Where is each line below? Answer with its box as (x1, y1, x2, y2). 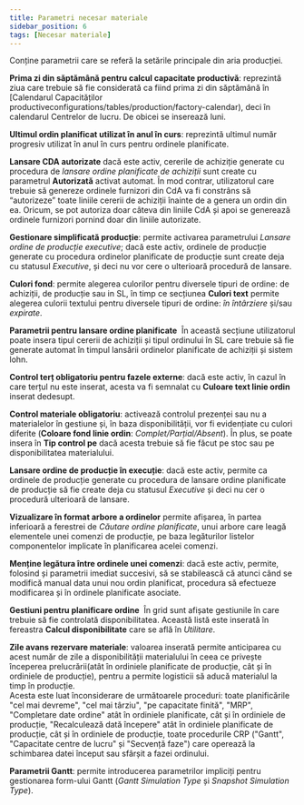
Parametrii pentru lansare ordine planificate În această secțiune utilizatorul (9, 325, 296, 337)
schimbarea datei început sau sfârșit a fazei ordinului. (9, 748, 210, 760)
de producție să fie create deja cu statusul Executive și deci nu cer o (9, 484, 265, 496)
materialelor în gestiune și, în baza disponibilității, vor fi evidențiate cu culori (9, 418, 293, 429)
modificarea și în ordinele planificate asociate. (9, 588, 181, 599)
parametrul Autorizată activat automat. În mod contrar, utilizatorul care (9, 176, 275, 186)
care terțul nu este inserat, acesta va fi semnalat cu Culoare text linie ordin (9, 381, 290, 392)
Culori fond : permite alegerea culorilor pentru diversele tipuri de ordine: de (9, 278, 290, 289)
